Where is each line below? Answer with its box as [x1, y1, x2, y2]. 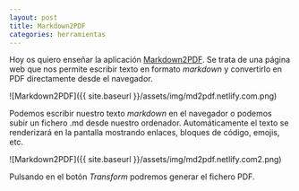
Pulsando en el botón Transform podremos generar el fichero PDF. [9, 171, 255, 182]
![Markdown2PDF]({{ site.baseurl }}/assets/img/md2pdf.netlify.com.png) [9, 91, 278, 101]
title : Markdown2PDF [9, 22, 87, 30]
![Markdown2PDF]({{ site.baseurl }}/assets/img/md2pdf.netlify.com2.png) [9, 154, 282, 165]
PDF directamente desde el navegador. [9, 74, 153, 84]
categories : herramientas [9, 30, 106, 39]
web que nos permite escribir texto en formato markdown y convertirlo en [9, 64, 282, 74]
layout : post [9, 13, 58, 22]
